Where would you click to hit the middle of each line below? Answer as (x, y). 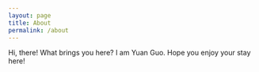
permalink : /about (38, 30)
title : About (30, 23)
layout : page (30, 15)
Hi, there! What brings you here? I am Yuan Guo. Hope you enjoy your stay (129, 53)
